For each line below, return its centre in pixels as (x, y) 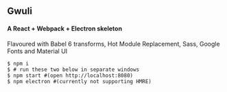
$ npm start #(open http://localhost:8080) (70, 75)
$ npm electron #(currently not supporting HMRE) (80, 81)
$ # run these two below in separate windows (73, 70)
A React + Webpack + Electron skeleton (64, 28)
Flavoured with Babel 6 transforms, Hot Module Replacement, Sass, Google (114, 44)
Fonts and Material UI (37, 51)
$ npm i (18, 63)
